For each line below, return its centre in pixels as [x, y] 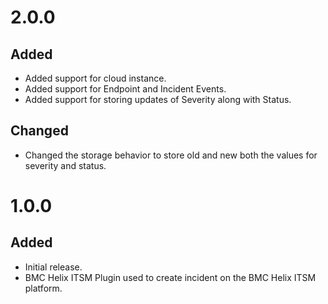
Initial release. [53, 267]
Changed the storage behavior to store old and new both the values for [171, 155]
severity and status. [65, 165]
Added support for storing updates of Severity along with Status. [158, 99]
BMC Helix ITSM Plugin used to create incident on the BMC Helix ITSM [170, 277]
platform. [43, 288]
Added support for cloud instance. [95, 78]
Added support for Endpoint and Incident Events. [125, 89]
